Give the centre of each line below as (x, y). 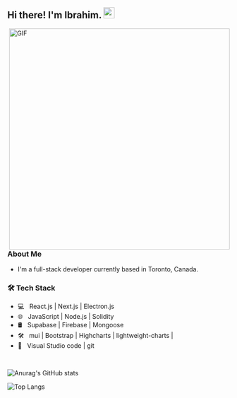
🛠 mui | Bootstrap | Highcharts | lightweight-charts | (95, 336)
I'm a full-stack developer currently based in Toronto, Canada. (108, 269)
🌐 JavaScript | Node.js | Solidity (66, 317)
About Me (25, 254)
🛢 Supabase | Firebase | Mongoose (71, 325)
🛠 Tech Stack (31, 288)
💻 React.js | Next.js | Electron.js (66, 306)
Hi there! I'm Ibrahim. (55, 15)
